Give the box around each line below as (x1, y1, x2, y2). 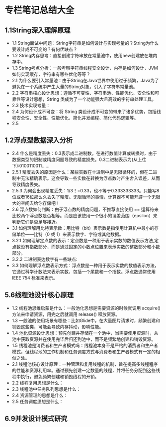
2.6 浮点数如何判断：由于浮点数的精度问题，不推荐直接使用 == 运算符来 (11, 206, 159, 212)
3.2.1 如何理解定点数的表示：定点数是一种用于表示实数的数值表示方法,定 (11, 237, 159, 243)
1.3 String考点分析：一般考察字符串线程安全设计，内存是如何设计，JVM (11, 65, 159, 71)
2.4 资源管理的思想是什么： (11, 392, 68, 398)
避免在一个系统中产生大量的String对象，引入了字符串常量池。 (11, 84, 138, 90)
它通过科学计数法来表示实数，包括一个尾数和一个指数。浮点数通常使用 (11, 269, 156, 275)
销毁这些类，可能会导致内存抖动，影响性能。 (11, 323, 104, 329)
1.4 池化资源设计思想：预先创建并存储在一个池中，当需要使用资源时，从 (11, 330, 159, 336)
